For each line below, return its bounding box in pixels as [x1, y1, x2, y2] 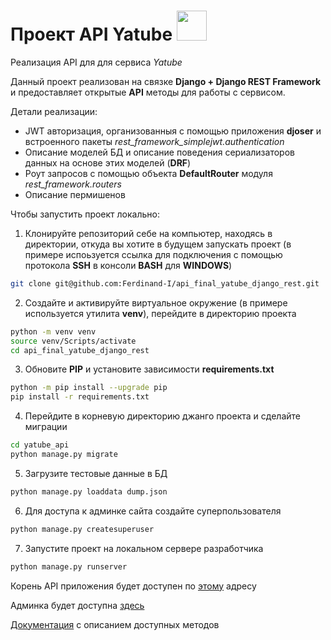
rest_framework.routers [24, 178, 122, 190]
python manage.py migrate [10, 450, 118, 460]
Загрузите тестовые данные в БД [24, 467, 168, 479]
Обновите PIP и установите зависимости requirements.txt [24, 363, 275, 375]
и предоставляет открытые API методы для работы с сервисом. [10, 86, 286, 98]
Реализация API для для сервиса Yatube [10, 56, 183, 68]
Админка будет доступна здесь [10, 599, 145, 611]
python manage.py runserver [10, 561, 128, 572]
